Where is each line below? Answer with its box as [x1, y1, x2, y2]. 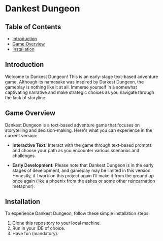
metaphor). [12, 183, 35, 189]
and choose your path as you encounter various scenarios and [12, 147, 139, 153]
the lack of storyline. [5, 94, 47, 100]
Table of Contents [5, 23, 62, 31]
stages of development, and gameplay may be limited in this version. [12, 167, 152, 173]
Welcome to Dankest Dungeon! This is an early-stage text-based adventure [5, 74, 159, 80]
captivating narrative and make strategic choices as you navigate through [5, 89, 154, 95]
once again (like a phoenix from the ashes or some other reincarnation [12, 178, 155, 184]
